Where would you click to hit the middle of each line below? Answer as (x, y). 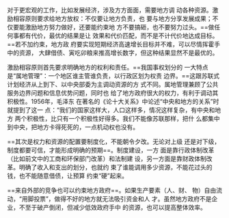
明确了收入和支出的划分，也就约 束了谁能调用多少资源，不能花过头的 (116, 167)
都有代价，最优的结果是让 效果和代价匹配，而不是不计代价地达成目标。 (119, 36)
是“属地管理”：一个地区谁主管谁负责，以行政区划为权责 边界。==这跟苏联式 (113, 76)
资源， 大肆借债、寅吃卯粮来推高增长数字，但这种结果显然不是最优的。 (119, 53)
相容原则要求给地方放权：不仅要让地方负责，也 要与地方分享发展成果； (112, 18)
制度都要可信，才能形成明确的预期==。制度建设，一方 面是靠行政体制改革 (111, 150)
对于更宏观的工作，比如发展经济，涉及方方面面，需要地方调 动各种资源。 (110, 10)
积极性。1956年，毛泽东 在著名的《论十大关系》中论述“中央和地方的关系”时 (113, 101)
